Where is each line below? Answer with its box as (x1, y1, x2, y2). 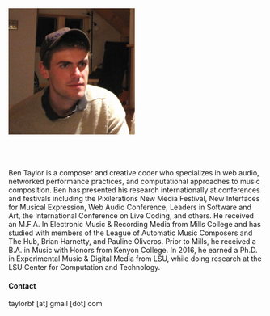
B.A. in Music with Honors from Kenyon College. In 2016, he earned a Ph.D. (8, 246, 258, 255)
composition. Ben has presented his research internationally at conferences (8, 185, 260, 195)
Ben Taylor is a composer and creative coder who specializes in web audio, (8, 168, 260, 177)
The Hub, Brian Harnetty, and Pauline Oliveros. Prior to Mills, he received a (8, 237, 256, 246)
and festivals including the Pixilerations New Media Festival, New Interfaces (8, 194, 260, 203)
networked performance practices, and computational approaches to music (8, 177, 260, 186)
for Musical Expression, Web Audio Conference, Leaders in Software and (8, 202, 252, 212)
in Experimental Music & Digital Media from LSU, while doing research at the (8, 254, 262, 263)
